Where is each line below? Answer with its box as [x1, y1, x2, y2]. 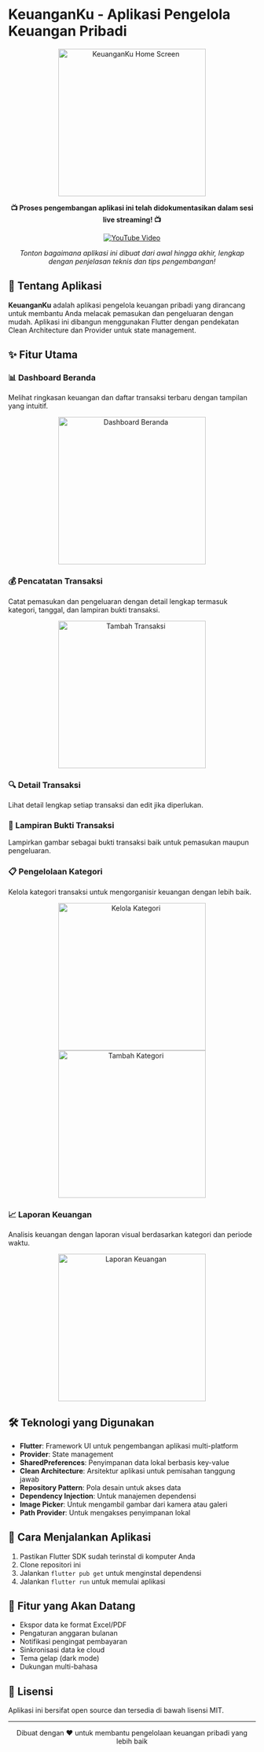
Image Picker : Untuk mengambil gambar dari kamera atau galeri [19, 1500, 228, 1509]
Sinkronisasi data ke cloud [19, 1645, 105, 1654]
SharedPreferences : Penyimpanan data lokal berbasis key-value [19, 1457, 229, 1467]
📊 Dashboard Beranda [8, 372, 96, 383]
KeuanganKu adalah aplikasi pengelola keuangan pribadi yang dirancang [8, 300, 246, 310]
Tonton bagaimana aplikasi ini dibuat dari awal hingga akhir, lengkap [19, 248, 245, 257]
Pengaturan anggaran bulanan [19, 1629, 118, 1638]
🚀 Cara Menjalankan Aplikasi [8, 1531, 152, 1544]
